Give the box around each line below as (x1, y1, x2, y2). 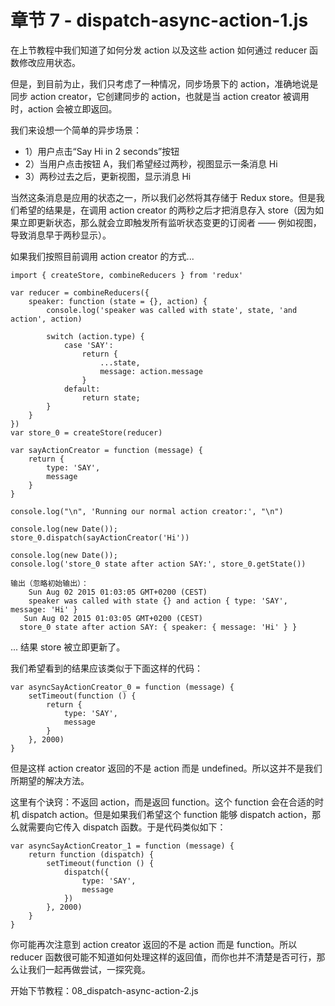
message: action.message (99, 366, 203, 376)
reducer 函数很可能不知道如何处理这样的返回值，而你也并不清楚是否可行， (10, 951, 317, 963)
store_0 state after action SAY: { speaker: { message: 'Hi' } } (19, 622, 298, 632)
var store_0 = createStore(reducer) (10, 427, 163, 438)
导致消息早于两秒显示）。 (10, 229, 112, 241)
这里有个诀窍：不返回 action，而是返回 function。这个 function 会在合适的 (10, 796, 315, 808)
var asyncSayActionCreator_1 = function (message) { (10, 841, 235, 851)
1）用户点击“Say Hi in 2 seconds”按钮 (24, 145, 180, 157)
